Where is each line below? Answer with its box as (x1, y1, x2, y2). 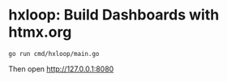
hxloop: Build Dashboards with (8, 6, 220, 24)
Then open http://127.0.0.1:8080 (8, 63, 114, 74)
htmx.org (8, 23, 72, 41)
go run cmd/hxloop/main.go (8, 50, 100, 58)
